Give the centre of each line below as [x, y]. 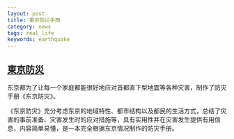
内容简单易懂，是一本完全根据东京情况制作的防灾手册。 [99, 128]
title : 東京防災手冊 [34, 20]
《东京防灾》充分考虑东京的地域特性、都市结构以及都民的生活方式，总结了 [114, 111]
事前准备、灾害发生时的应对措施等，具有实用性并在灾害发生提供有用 [117, 120]
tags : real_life [31, 33]
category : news [29, 26]
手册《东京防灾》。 [33, 96]
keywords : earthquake [39, 40]
